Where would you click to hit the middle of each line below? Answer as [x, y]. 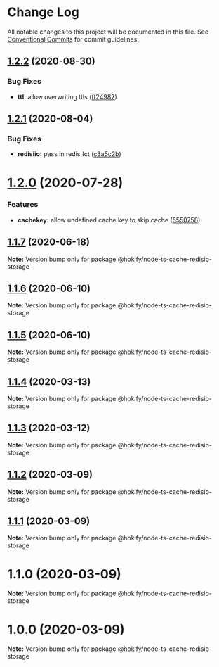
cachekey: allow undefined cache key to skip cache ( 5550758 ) [109, 220]
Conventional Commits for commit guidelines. [73, 39]
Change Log [43, 12]
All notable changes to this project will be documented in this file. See [108, 32]
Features [23, 205]
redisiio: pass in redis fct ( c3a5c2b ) [69, 154]
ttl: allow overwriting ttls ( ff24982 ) [67, 96]
